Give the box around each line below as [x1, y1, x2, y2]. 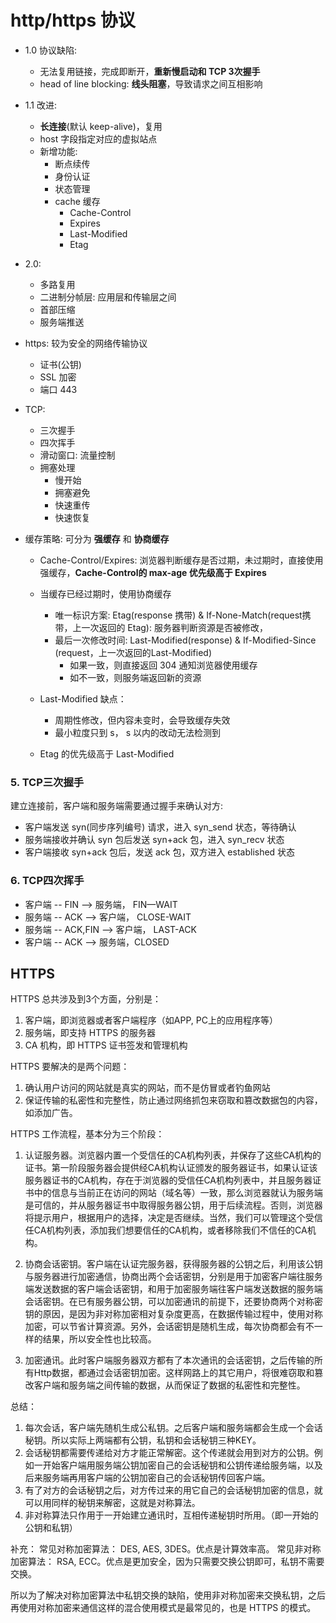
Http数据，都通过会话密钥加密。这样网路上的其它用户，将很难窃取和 [33, 1367, 315, 1379]
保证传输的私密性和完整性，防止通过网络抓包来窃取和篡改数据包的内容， [24, 1094, 323, 1106]
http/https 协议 [10, 9, 136, 32]
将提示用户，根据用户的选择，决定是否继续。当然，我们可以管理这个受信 [24, 1212, 323, 1224]
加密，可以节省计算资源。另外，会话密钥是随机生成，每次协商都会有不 [24, 1321, 315, 1333]
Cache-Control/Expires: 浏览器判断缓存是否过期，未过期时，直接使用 [39, 554, 324, 566]
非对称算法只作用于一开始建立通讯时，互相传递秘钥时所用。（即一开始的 [24, 1509, 319, 1521]
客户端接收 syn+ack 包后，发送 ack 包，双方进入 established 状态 [24, 846, 296, 858]
